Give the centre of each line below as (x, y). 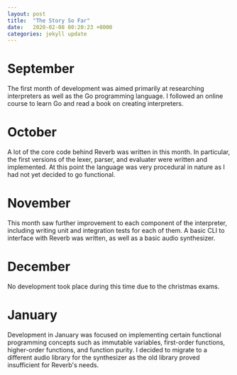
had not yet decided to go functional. (61, 175)
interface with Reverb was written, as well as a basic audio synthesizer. (111, 238)
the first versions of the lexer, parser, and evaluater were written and (108, 160)
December (39, 267)
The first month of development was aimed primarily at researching (106, 89)
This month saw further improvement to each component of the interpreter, (117, 223)
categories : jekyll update (47, 34)
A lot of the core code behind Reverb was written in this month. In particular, (119, 152)
